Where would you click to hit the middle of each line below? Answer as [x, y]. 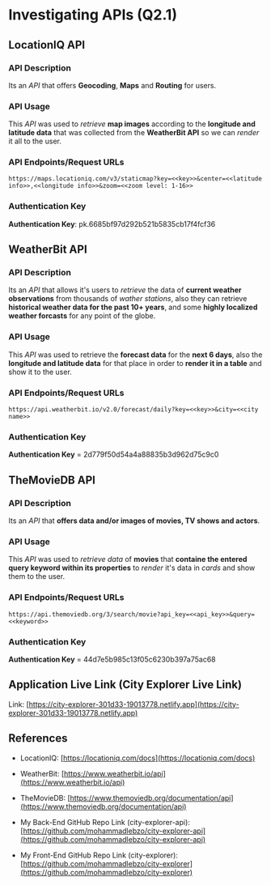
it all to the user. [35, 141]
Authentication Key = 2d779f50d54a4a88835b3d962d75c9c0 [114, 454]
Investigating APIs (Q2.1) [93, 15]
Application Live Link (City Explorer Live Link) [125, 685]
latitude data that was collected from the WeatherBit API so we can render [134, 133]
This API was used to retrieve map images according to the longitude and [132, 124]
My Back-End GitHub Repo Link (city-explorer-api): [105, 822]
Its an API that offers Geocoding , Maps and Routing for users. [112, 85]
